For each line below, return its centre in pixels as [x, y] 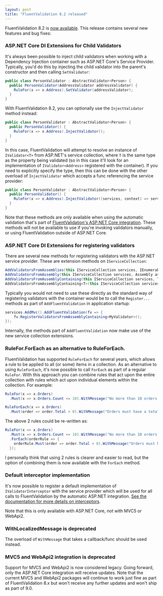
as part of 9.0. [19, 588]
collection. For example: [29, 385]
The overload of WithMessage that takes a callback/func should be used [76, 539]
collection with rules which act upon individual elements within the [71, 380]
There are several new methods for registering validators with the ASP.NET [80, 256]
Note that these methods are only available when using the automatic [74, 217]
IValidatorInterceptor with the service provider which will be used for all [79, 491]
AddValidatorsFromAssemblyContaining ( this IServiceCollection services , [80, 279]
